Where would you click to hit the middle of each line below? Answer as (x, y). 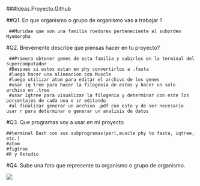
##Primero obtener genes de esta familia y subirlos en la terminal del (102, 59)
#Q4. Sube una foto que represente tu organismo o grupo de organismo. (96, 165)
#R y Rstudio (23, 154)
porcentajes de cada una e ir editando (56, 101)
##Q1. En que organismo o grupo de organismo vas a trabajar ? (84, 20)
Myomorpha (19, 37)
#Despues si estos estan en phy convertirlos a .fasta (79, 69)
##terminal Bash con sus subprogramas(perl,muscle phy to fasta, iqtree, (101, 133)
